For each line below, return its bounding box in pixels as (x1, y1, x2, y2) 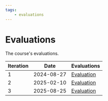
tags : (5, 7, 17, 13)
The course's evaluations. (5, 50, 59, 57)
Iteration (8, 63, 29, 70)
